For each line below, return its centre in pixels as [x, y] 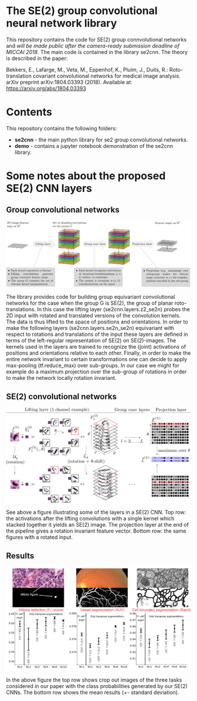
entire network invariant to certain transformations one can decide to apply [97, 359]
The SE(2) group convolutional [82, 11]
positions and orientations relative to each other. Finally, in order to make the [98, 353]
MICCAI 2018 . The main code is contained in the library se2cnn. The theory [97, 52]
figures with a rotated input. [40, 537]
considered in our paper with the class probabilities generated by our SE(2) [97, 686]
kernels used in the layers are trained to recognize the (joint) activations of [96, 347]
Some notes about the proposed [86, 176]
